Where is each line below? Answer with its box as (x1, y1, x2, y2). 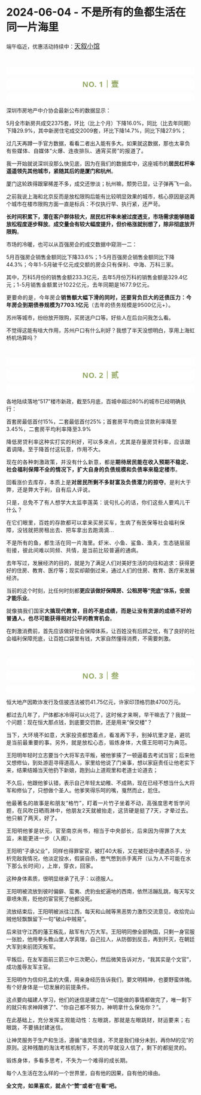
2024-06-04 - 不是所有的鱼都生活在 (6, 5, 187, 19)
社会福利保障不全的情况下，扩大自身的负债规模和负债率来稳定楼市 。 (6, 466, 181, 473)
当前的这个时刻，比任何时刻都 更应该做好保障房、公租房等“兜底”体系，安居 (6, 587, 190, 594)
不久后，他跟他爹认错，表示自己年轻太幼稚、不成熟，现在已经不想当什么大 (6, 779, 190, 786)
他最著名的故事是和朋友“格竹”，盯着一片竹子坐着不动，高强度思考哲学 (6, 799, 185, 807)
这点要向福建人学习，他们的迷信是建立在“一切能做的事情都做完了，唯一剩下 (6, 996, 193, 1003)
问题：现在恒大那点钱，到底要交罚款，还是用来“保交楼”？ (11, 719, 153, 726)
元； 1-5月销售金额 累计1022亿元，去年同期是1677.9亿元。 (6, 281, 153, 288)
